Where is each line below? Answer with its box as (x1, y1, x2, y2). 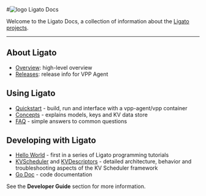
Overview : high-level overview (15, 64, 93, 71)
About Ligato (6, 48, 57, 58)
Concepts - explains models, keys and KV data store (15, 111, 148, 118)
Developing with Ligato (6, 135, 96, 146)
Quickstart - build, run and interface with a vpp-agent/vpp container (15, 104, 188, 111)
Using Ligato (6, 88, 56, 99)
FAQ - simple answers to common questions (15, 117, 128, 125)
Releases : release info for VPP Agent (15, 70, 109, 78)
